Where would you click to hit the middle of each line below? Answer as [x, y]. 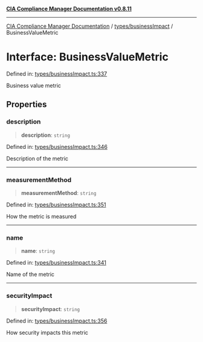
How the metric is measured [41, 216]
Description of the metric [37, 158]
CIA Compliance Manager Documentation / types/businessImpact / [90, 26]
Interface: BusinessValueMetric [88, 57]
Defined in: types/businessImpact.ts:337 [57, 74]
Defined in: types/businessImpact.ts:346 [57, 146]
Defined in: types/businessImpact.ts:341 [56, 263]
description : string [46, 135]
